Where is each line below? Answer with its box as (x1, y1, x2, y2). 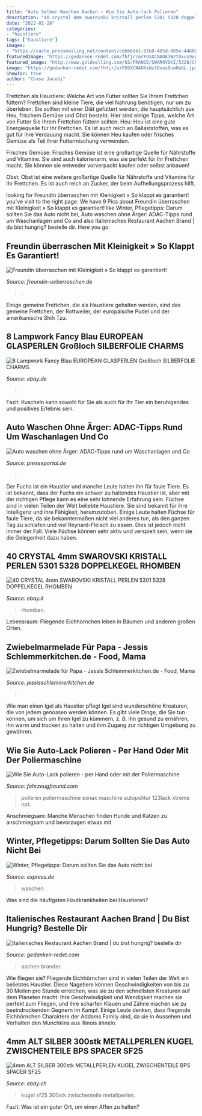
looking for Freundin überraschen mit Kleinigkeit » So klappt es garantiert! (6, 192, 189, 199)
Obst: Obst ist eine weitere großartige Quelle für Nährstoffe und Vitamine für (6, 173, 195, 181)
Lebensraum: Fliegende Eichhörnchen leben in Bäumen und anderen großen (6, 618, 195, 625)
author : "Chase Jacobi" (6, 76, 66, 82)
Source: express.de (6, 873, 55, 880)
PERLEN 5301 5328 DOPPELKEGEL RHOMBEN (6, 561, 181, 571)
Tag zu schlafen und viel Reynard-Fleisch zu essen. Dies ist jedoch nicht (6, 521, 186, 528)
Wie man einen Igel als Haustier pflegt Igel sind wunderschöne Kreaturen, (6, 702, 189, 709)
